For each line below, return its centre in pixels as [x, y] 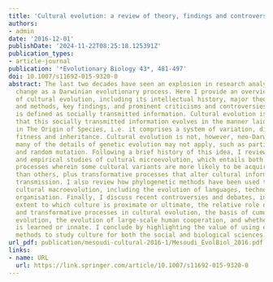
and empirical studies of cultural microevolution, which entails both [140, 159]
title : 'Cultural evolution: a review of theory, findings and [118, 16]
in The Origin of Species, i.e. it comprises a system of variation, [136, 129]
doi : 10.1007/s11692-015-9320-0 [63, 76]
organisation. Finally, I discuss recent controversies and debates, [136, 197]
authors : [23, 24]
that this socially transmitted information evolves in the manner [132, 122]
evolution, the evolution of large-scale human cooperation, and [129, 220]
